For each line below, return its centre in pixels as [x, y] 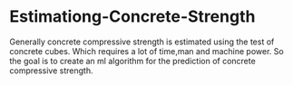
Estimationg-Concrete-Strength [132, 17]
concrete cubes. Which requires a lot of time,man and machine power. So [146, 51]
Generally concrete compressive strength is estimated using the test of [142, 42]
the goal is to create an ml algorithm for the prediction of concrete [132, 61]
